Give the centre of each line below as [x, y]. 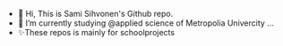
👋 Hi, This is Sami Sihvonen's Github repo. [95, 14]
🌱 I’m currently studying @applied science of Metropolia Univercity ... [146, 23]
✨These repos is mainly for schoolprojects [96, 32]
